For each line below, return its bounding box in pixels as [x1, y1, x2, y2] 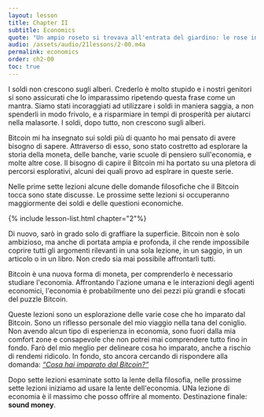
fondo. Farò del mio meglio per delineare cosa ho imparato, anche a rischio [8, 343, 251, 352]
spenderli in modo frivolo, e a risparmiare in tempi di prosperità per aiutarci [8, 109, 251, 119]
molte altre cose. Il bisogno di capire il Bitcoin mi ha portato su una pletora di [8, 158, 256, 168]
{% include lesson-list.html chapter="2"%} [8, 213, 147, 223]
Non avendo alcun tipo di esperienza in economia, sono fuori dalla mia [8, 326, 236, 335]
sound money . [8, 400, 57, 409]
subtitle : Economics [8, 26, 76, 34]
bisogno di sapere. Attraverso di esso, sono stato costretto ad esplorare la [8, 141, 248, 150]
